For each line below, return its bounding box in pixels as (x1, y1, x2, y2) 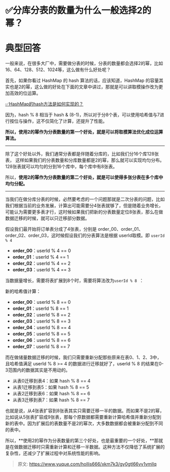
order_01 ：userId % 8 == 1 (12, 305, 69, 311)
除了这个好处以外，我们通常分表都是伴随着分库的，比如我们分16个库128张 (5, 151, 159, 157)
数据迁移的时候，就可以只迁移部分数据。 (5, 215, 90, 222)
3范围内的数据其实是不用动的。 (5, 367, 70, 373)
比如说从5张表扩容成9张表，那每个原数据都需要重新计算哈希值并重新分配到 (5, 414, 161, 420)
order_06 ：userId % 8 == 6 (12, 337, 71, 343)
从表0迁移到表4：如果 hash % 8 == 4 (12, 378, 91, 384)
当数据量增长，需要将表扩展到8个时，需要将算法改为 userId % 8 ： (5, 277, 144, 284)
